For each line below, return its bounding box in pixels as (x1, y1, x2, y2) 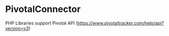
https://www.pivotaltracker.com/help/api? (77, 20, 164, 26)
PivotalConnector (5, 3, 81, 15)
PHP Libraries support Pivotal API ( (5, 20, 78, 26)
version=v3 (5, 25, 29, 31)
